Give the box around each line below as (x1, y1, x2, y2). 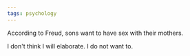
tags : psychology (7, 10, 57, 17)
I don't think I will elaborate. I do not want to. (7, 42, 133, 50)
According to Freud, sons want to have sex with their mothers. (7, 29, 184, 37)
